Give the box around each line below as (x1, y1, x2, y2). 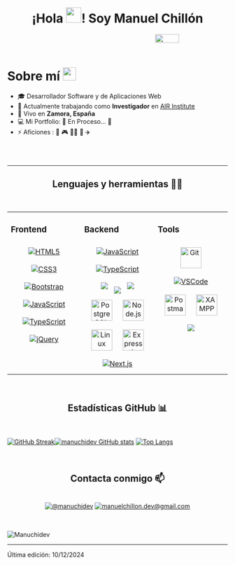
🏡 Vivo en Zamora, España (17, 109, 96, 118)
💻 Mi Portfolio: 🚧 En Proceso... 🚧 (17, 117, 112, 125)
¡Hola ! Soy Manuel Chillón (31, 11, 204, 27)
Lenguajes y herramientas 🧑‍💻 (52, 179, 183, 190)
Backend (84, 224, 120, 235)
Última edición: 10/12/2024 (7, 550, 85, 559)
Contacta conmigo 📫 (70, 473, 165, 484)
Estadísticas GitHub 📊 (67, 403, 168, 414)
